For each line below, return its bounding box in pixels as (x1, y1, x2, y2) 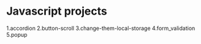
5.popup (6, 31, 28, 38)
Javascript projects (6, 4, 107, 18)
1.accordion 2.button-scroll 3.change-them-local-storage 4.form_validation (6, 24, 195, 32)
